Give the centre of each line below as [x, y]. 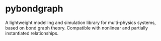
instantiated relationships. [32, 33]
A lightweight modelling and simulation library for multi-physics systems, [80, 22]
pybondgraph [34, 9]
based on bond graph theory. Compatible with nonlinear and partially [77, 27]
